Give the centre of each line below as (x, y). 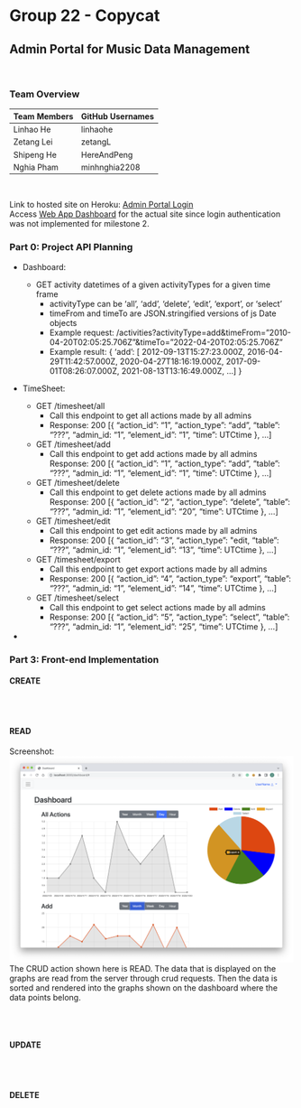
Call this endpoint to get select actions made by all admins (157, 607)
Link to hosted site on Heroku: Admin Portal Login (101, 205)
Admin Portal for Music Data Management (130, 49)
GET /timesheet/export (78, 559)
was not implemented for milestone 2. (80, 224)
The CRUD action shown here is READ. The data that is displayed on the (143, 968)
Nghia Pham (36, 167)
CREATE (25, 681)
